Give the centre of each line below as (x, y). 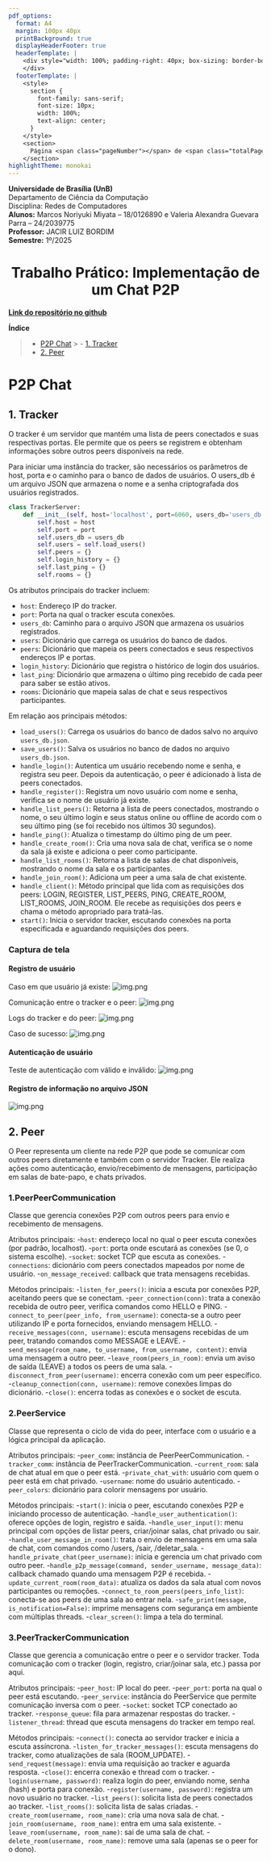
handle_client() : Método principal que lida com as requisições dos (132, 885)
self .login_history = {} (79, 560)
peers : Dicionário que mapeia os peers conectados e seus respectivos (137, 648)
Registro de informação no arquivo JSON (78, 1088)
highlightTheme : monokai (50, 166)
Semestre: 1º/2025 (40, 240)
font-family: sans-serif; (81, 98)
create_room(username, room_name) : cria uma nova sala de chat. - (117, 1815)
